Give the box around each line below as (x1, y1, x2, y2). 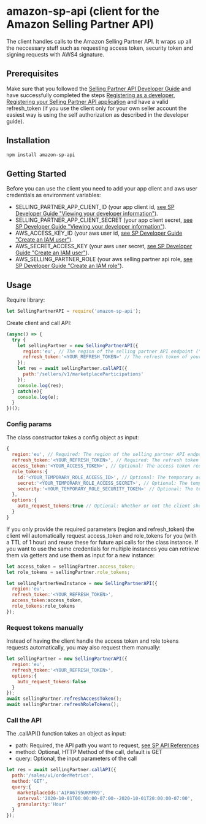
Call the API (6, 716, 42, 724)
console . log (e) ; (17, 394, 59, 400)
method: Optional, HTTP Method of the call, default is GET (15, 748, 162, 756)
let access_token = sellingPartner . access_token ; (6, 563, 136, 570)
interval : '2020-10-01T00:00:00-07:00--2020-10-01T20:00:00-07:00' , (17, 795, 193, 801)
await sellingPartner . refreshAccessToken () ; (6, 696, 122, 702)
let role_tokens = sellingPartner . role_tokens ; (6, 569, 131, 575)
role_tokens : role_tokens (12, 603, 75, 610)
